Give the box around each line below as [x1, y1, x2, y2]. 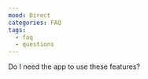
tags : [8, 26, 26, 34]
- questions [15, 41, 55, 48]
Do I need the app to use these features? [8, 62, 140, 71]
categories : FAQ [8, 19, 61, 27]
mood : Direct [8, 11, 51, 20]
